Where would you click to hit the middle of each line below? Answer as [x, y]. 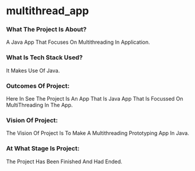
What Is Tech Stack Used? [44, 57]
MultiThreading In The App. [39, 105]
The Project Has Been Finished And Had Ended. [64, 162]
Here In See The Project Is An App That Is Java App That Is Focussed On [95, 99]
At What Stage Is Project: [43, 149]
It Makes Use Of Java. [33, 70]
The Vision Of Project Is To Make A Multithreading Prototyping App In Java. [98, 133]
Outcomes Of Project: [38, 86]
